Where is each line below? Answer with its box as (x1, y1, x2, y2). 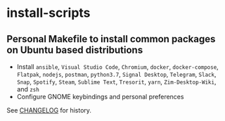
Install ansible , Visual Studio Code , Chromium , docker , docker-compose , (16, 63, 219, 71)
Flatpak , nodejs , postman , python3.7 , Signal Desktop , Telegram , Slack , (16, 70, 217, 78)
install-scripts (6, 5, 91, 21)
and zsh (16, 85, 39, 93)
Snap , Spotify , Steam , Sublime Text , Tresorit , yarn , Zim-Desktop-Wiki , (16, 77, 217, 86)
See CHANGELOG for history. (6, 106, 92, 114)
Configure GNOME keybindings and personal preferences (16, 93, 184, 101)
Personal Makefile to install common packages (6, 33, 216, 45)
